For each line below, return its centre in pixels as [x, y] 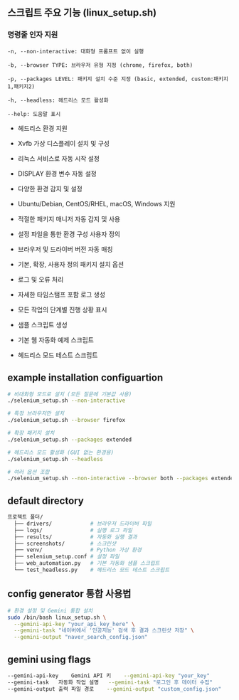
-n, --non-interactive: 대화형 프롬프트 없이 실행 [76, 51]
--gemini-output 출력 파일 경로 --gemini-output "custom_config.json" [115, 689]
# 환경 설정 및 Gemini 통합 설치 [50, 610]
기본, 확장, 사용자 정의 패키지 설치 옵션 [71, 264]
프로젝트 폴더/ [25, 517]
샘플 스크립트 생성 [42, 324]
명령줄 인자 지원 [33, 35]
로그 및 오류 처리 [41, 279]
